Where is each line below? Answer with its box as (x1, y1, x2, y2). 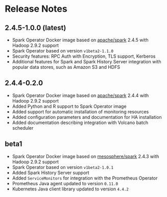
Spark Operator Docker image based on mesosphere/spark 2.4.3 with (12, 153, 159, 159)
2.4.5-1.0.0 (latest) (5, 23, 66, 32)
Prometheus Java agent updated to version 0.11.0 (12, 180, 118, 186)
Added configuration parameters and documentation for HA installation (12, 114, 162, 120)
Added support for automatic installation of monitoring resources (12, 108, 149, 115)
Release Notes (5, 3, 67, 15)
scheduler (12, 125, 34, 131)
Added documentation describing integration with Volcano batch (12, 119, 149, 126)
